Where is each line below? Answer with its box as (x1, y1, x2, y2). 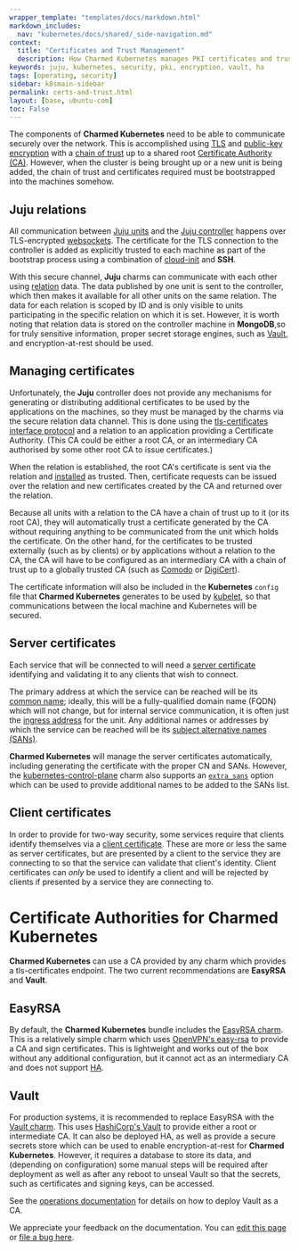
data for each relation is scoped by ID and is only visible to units (9, 300, 244, 311)
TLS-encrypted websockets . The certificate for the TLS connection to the (9, 236, 279, 246)
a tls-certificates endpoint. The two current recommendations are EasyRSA (9, 965, 287, 976)
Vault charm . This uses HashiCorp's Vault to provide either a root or (9, 1122, 257, 1132)
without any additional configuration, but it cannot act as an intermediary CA (9, 1053, 289, 1064)
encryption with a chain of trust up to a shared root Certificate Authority (9, 148, 273, 159)
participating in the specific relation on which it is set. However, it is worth (9, 310, 280, 320)
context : (9, 37, 42, 47)
